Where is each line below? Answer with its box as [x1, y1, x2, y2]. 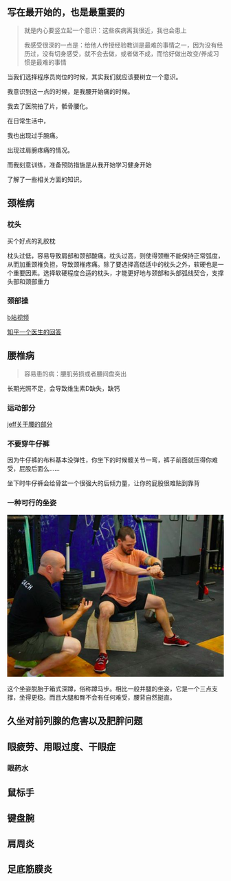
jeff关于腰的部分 [7, 420, 53, 428]
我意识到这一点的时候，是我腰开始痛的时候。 [7, 87, 134, 95]
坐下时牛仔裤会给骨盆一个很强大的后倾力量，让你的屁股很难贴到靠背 [7, 479, 200, 487]
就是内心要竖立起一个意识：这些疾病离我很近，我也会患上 [23, 26, 187, 34]
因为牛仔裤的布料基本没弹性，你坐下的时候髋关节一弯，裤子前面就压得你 [7, 456, 212, 464]
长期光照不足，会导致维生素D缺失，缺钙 [7, 384, 120, 392]
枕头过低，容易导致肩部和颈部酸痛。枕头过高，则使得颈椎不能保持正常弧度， [7, 251, 224, 260]
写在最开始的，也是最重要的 [7, 6, 125, 19]
